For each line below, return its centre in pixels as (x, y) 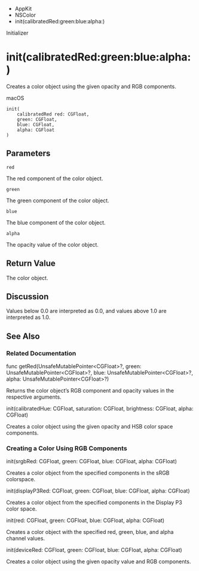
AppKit (23, 9)
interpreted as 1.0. (28, 317)
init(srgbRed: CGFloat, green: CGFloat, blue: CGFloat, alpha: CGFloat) (92, 461)
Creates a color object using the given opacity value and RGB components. (99, 561)
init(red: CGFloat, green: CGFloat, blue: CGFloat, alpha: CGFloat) (85, 521)
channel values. (26, 539)
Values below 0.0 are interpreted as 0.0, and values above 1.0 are (86, 311)
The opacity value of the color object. (52, 244)
